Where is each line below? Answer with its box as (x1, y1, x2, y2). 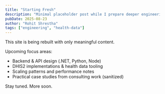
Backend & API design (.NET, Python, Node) (12, 58, 102, 64)
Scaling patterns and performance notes (12, 68, 94, 74)
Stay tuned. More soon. (5, 83, 53, 89)
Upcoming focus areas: (5, 49, 53, 55)
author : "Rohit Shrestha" (5, 21, 58, 26)
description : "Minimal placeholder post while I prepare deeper (5, 12, 139, 17)
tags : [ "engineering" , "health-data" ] (5, 26, 84, 31)
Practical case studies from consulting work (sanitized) (12, 74, 124, 80)
